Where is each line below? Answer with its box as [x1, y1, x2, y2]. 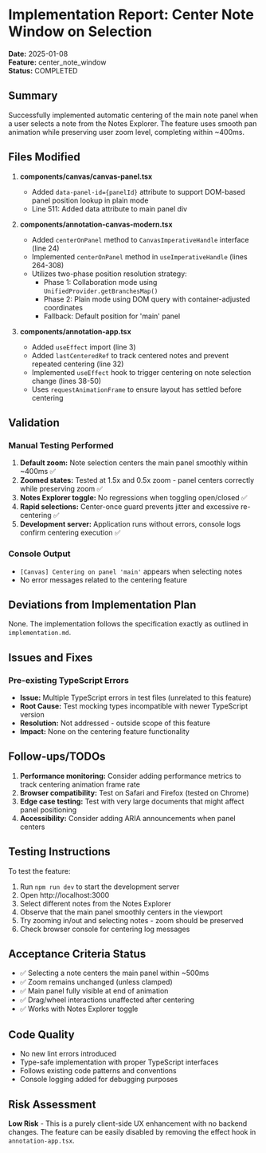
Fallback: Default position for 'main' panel [43, 311, 181, 321]
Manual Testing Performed [8, 440, 114, 451]
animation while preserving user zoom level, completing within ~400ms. [8, 127, 245, 136]
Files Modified [8, 150, 81, 164]
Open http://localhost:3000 [19, 890, 110, 899]
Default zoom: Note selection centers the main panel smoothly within [19, 458, 248, 468]
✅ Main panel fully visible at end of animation [19, 986, 169, 996]
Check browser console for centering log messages [19, 924, 190, 934]
